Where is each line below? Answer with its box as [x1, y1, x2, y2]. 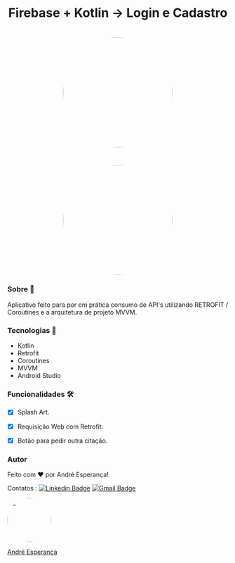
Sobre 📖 [7, 284, 35, 294]
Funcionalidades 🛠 [7, 389, 74, 399]
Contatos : [7, 483, 37, 492]
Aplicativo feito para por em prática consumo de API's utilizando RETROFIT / [7, 301, 229, 309]
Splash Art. [17, 408, 50, 417]
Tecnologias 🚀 [7, 325, 57, 335]
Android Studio [17, 372, 61, 380]
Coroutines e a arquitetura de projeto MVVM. [7, 308, 137, 316]
